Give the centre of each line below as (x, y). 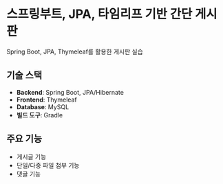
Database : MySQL (43, 106)
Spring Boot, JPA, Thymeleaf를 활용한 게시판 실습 (75, 51)
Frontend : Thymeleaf (46, 100)
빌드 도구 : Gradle (40, 115)
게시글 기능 (31, 157)
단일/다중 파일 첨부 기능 (48, 165)
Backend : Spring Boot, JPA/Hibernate (70, 92)
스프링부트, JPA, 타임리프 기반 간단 (99, 14)
